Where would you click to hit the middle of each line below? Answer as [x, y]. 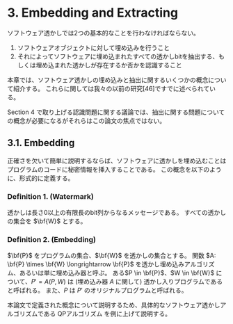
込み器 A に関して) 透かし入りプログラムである [156, 282]
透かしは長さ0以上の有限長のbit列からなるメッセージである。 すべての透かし [117, 213]
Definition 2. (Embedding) [51, 239]
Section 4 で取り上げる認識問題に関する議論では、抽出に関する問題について [116, 112]
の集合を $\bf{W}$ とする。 [47, 221]
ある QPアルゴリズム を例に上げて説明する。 [107, 314]
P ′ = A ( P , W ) [48, 282]
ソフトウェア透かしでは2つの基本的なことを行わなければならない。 [104, 33]
